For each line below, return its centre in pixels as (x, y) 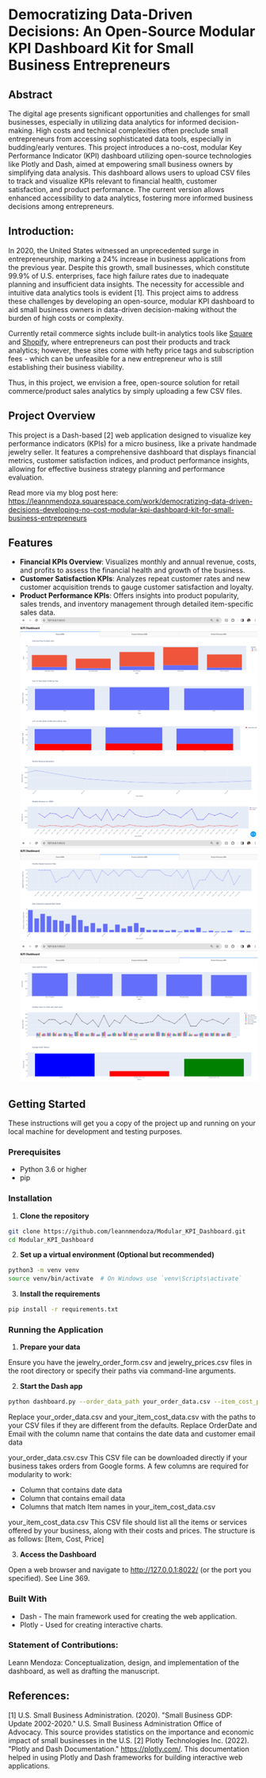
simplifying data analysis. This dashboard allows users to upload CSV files (129, 173)
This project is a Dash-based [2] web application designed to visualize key (130, 435)
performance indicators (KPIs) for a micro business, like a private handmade (133, 443)
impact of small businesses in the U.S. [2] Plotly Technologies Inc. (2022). (129, 1740)
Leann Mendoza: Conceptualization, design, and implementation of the (124, 1662)
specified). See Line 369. (49, 1579)
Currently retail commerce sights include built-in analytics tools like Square (131, 333)
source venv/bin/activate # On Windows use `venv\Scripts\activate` (125, 1279)
